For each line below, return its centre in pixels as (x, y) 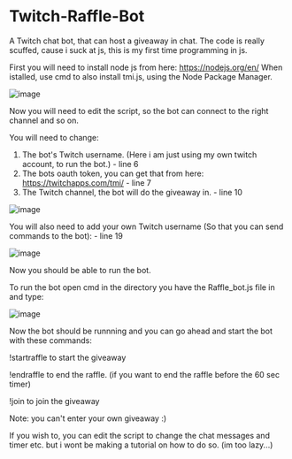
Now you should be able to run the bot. (81, 270)
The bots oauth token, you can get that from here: (113, 173)
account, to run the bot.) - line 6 (80, 164)
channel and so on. (44, 120)
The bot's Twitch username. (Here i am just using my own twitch (139, 154)
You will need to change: (54, 137)
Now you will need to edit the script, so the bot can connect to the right (139, 111)
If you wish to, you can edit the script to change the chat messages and (139, 435)
